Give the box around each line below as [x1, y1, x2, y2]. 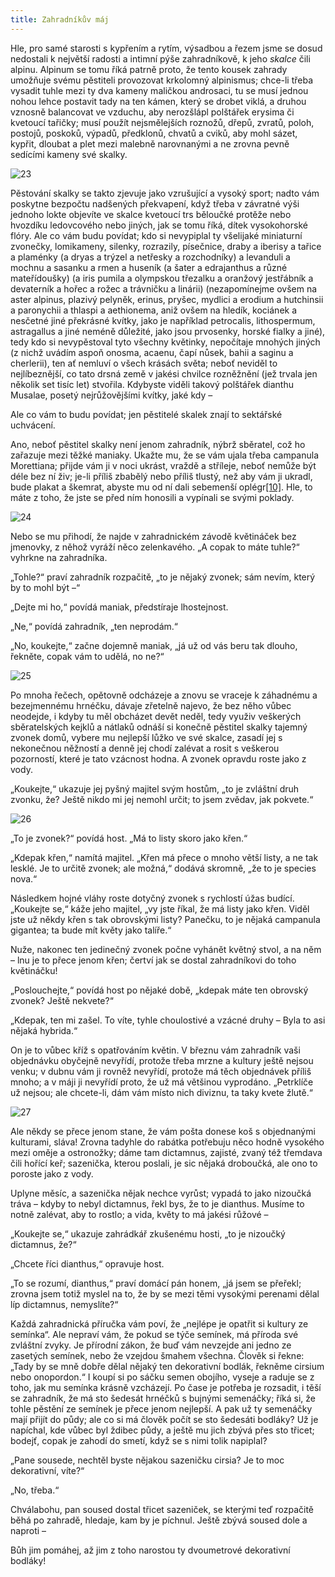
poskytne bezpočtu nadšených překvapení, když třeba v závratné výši [10, 197, 300, 210]
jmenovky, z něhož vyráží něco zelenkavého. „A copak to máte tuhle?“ [10, 541, 300, 553]
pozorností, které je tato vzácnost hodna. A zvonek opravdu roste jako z [10, 752, 307, 765]
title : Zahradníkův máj [10, 14, 110, 25]
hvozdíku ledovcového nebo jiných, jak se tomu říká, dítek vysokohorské [10, 219, 308, 231]
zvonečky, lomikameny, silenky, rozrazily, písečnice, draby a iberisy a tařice [10, 240, 322, 252]
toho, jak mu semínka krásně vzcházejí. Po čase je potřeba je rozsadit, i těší [10, 1381, 322, 1393]
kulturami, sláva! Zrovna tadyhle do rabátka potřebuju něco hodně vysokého [10, 1136, 325, 1148]
